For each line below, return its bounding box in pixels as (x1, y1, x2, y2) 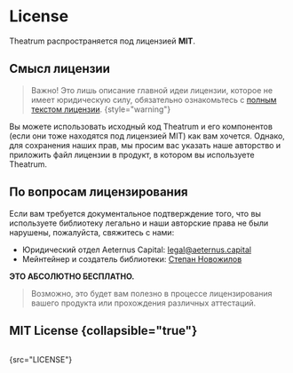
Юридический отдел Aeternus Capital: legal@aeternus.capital (21, 244, 251, 255)
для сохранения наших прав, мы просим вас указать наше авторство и (9, 139, 281, 150)
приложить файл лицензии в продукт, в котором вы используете (9, 149, 255, 160)
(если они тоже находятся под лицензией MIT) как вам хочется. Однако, (9, 131, 286, 141)
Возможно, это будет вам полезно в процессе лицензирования (30, 288, 273, 298)
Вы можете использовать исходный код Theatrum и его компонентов (9, 121, 273, 131)
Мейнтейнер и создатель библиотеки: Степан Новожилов (21, 253, 242, 264)
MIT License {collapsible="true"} (9, 322, 198, 338)
